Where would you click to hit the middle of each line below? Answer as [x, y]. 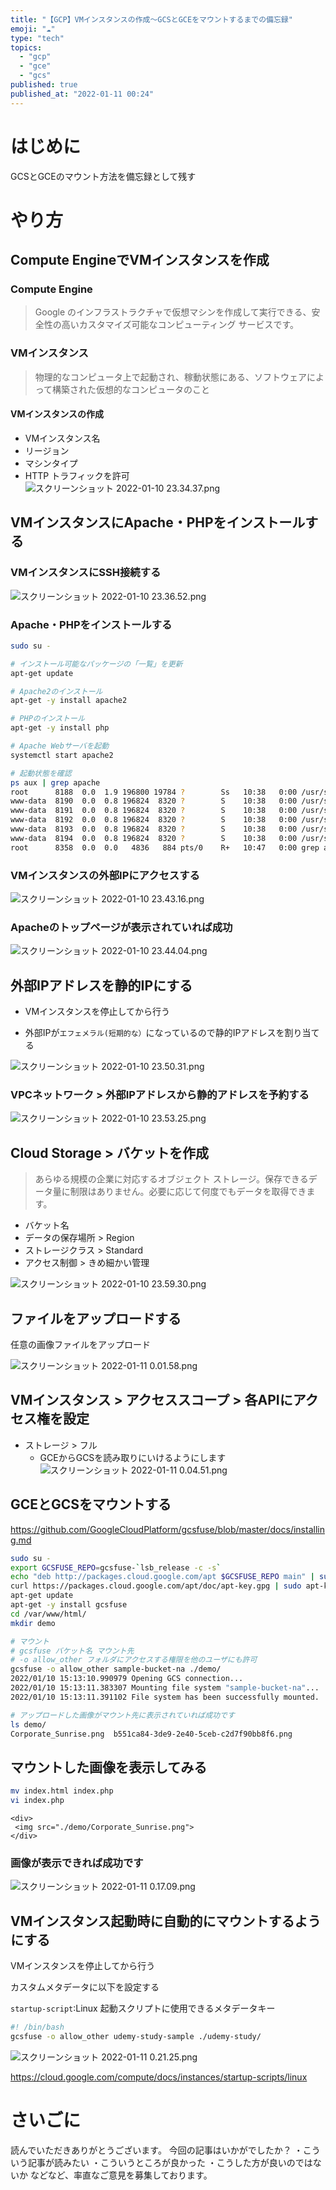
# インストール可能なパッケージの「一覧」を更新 [96, 664]
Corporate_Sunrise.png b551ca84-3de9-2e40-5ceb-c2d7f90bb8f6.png [151, 1734]
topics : [26, 47]
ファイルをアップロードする [96, 1318]
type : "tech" [37, 38]
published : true [44, 85]
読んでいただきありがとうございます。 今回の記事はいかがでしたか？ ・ [156, 2150]
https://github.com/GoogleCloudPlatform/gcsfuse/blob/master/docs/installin [167, 1529]
